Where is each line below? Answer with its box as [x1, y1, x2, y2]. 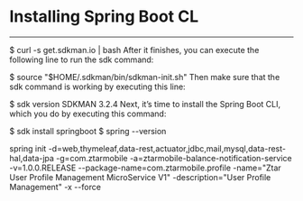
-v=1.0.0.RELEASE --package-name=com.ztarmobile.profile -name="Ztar [9, 162, 281, 173]
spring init [9, 142, 47, 154]
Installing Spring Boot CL [9, 6, 199, 27]
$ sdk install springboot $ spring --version [9, 125, 167, 136]
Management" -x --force [9, 181, 102, 192]
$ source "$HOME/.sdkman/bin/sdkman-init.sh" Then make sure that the [9, 71, 280, 82]
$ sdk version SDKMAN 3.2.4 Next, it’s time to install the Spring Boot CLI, [9, 98, 281, 109]
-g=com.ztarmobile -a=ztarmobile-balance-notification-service [55, 152, 293, 163]
